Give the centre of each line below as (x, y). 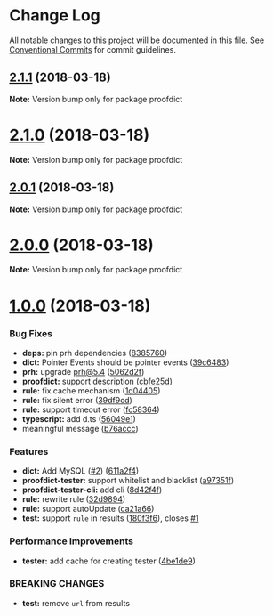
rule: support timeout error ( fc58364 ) (91, 409)
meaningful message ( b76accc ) (80, 428)
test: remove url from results (76, 603)
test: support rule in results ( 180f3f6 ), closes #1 (110, 518)
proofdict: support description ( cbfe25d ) (97, 381)
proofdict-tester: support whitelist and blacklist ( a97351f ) (128, 481)
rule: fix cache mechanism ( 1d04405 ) (91, 390)
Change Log (55, 16)
